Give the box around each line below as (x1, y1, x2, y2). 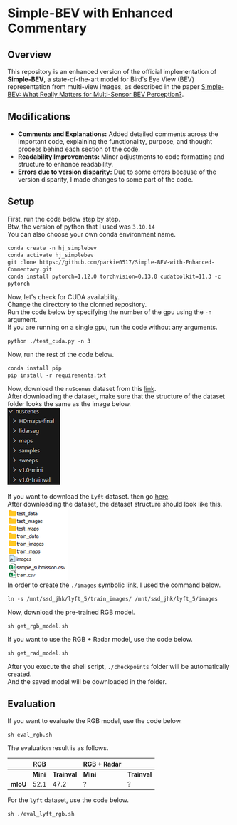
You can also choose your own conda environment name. (7, 229, 177, 238)
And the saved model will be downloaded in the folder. (7, 677, 167, 685)
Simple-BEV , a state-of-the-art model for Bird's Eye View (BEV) (7, 75, 194, 83)
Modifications (7, 110, 71, 123)
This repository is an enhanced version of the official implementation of (7, 68, 217, 76)
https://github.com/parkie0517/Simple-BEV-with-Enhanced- (38, 259, 215, 266)
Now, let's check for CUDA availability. (7, 292, 120, 301)
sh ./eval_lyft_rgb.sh (7, 810, 75, 817)
